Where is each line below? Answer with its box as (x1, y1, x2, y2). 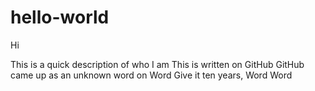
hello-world (10, 6, 110, 29)
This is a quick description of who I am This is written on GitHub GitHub (10, 58, 305, 70)
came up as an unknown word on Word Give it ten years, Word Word (10, 69, 293, 81)
